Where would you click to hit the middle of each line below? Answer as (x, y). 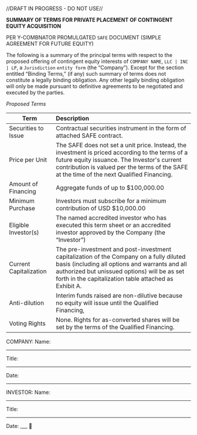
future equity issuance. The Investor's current (118, 160)
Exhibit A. (69, 286)
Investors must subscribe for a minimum (111, 201)
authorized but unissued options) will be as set (120, 271)
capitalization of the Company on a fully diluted (120, 257)
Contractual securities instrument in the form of (121, 128)
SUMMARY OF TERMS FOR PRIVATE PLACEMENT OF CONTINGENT (89, 20)
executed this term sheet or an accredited (113, 225)
